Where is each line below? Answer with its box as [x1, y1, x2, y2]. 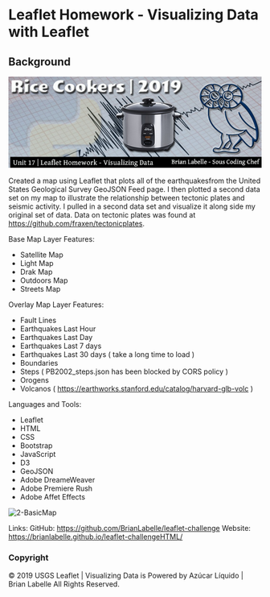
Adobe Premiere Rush [19, 483, 93, 493]
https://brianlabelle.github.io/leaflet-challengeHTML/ [8, 532, 183, 541]
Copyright [8, 552, 49, 563]
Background [8, 55, 71, 68]
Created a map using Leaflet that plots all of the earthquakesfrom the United [8, 176, 261, 186]
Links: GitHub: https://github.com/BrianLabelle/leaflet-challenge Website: [8, 524, 252, 533]
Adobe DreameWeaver [19, 475, 96, 485]
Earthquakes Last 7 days [19, 341, 102, 351]
